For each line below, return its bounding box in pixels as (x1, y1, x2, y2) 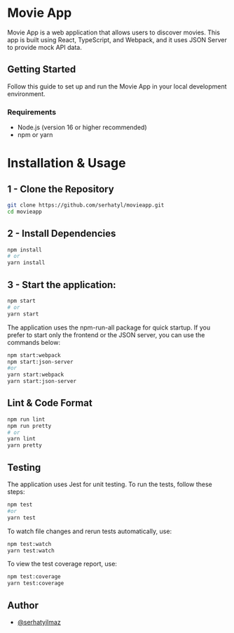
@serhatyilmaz (17, 618, 61, 626)
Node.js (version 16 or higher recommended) (17, 123, 147, 131)
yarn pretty (7, 442, 42, 449)
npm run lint (7, 416, 46, 423)
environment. (7, 89, 46, 98)
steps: (7, 488, 25, 496)
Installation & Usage (7, 155, 126, 171)
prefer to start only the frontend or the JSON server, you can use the (7, 330, 205, 339)
